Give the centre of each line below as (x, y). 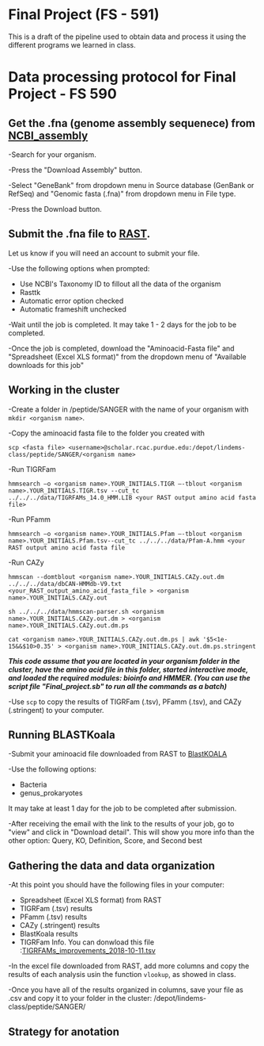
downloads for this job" (46, 365)
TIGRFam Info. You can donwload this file (87, 942)
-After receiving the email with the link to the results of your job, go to (121, 824)
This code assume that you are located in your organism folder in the (124, 661)
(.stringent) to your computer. (56, 710)
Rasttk (30, 292)
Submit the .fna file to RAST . (79, 234)
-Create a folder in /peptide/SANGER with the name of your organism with (128, 409)
